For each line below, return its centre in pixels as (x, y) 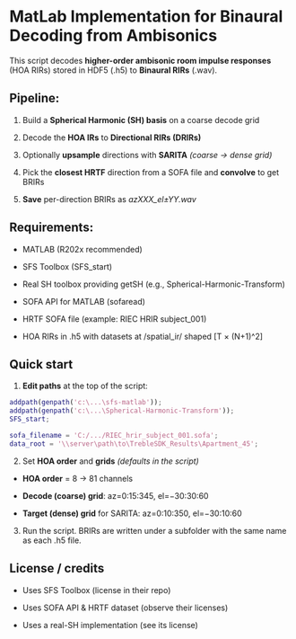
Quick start (41, 364)
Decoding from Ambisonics (113, 35)
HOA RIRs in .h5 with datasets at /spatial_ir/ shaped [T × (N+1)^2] (142, 336)
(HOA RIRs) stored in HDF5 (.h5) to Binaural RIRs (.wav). (113, 70)
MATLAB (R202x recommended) (83, 249)
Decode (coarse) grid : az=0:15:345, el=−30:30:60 (115, 495)
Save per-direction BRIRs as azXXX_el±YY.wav (109, 199)
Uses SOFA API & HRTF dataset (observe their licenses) (125, 608)
